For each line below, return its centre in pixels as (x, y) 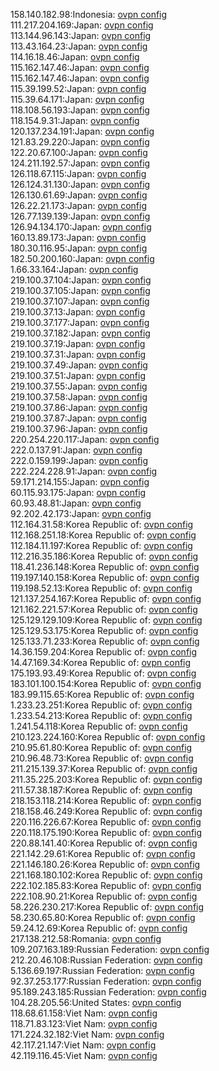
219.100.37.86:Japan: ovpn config (79, 407)
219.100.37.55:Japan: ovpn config (79, 386)
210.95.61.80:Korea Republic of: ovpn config (101, 747)
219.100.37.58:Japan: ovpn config (79, 397)
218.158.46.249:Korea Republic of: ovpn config (106, 811)
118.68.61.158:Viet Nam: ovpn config (84, 1013)
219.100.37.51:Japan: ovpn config (78, 375)
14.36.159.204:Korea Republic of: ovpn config (104, 652)
